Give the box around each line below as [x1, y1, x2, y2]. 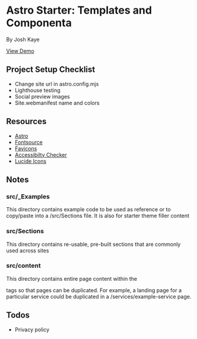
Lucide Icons [14, 157, 46, 164]
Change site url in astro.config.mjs [14, 80, 99, 87]
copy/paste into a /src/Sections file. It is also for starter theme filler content [6, 212, 190, 220]
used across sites [6, 247, 49, 254]
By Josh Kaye [6, 36, 40, 43]
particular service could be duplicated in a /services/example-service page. [6, 293, 192, 300]
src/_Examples [6, 192, 50, 201]
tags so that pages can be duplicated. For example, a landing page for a [6, 286, 182, 294]
